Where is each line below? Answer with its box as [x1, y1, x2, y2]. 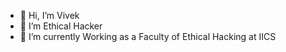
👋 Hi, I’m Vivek [19, 10, 80, 21]
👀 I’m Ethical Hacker [19, 20, 103, 32]
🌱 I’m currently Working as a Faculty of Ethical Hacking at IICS [19, 31, 277, 42]
